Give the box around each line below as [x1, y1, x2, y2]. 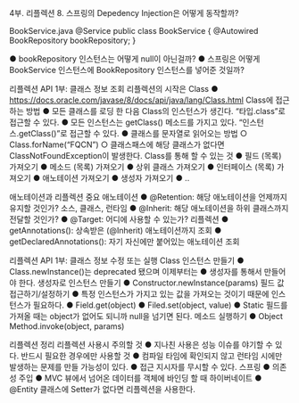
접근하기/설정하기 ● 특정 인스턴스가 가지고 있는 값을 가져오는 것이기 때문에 [9, 289, 270, 299]
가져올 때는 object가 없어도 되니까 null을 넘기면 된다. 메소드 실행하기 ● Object [9, 311, 283, 321]
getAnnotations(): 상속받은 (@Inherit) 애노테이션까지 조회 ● [9, 226, 222, 235]
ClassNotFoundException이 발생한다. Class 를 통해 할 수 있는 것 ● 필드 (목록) [9, 151, 282, 160]
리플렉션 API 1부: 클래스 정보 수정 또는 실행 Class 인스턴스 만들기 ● [9, 255, 245, 266]
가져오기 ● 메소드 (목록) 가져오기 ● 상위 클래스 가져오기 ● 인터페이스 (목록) [9, 161, 275, 172]
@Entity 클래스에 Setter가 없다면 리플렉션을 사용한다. [9, 384, 196, 394]
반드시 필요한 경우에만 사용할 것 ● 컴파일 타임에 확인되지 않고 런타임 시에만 [21, 350, 283, 361]
